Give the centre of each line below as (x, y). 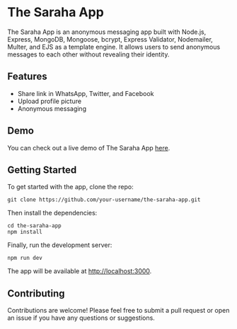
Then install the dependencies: (52, 213)
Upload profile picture (50, 101)
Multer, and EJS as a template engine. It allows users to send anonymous (114, 47)
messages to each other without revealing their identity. (88, 54)
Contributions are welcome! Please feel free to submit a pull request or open (118, 311)
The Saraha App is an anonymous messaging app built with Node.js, (107, 32)
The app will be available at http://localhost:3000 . (80, 271)
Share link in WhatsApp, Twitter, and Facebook (86, 93)
